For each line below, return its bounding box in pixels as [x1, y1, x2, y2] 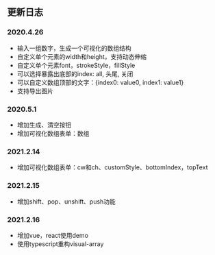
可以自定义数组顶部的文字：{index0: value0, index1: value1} [16, 78, 184, 86]
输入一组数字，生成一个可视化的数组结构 [16, 44, 131, 52]
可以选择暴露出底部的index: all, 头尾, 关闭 [16, 69, 134, 77]
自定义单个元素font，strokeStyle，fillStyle [16, 61, 136, 69]
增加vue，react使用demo [16, 231, 89, 239]
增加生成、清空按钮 [16, 121, 72, 129]
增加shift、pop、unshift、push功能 [16, 197, 116, 206]
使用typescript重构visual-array [16, 239, 104, 248]
